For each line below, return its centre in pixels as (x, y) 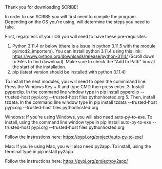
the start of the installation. (39, 67)
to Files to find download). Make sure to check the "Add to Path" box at (83, 61)
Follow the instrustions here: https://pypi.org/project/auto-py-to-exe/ (74, 137)
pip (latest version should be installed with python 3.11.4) (69, 72)
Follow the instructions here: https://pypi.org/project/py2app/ (67, 161)
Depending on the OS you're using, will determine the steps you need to (78, 22)
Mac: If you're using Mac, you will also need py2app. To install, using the (78, 146)
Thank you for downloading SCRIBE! (41, 7)
